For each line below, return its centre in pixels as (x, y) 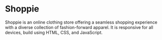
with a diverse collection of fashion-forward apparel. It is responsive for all (79, 27)
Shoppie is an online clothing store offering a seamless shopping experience (81, 22)
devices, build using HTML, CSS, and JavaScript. (54, 32)
